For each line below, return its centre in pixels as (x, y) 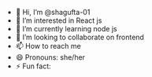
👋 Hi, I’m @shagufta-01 (53, 12)
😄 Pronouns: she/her (50, 57)
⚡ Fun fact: (33, 66)
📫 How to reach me (48, 46)
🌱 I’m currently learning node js (66, 29)
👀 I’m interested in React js (59, 20)
